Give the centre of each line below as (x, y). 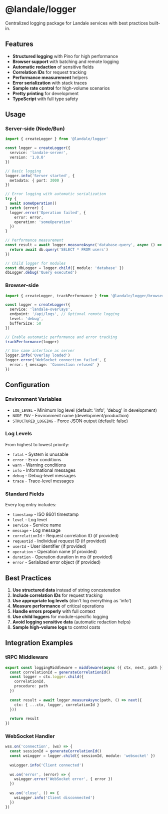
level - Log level (30, 520)
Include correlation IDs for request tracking (57, 595)
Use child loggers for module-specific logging (60, 616)
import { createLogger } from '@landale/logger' (57, 139)
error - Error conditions (37, 459)
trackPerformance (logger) (32, 342)
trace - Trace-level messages (43, 481)
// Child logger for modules (35, 263)
